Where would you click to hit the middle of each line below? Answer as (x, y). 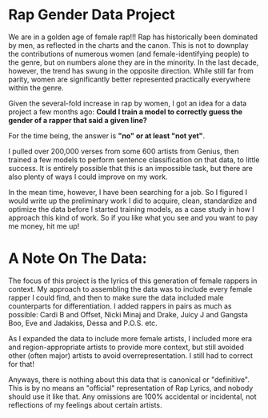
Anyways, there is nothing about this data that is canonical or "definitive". (129, 379)
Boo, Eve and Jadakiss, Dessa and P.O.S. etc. (83, 323)
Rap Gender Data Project (92, 15)
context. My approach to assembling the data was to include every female (130, 289)
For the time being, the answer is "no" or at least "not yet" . (107, 135)
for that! (21, 364)
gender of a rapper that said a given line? (78, 120)
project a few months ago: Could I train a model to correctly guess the (125, 111)
